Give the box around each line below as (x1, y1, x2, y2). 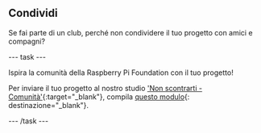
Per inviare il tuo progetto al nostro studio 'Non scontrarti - (8, 83, 203, 93)
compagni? (8, 36, 46, 46)
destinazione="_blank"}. (8, 100, 89, 110)
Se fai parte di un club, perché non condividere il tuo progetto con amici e (8, 27, 253, 37)
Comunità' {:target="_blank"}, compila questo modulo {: (8, 92, 190, 102)
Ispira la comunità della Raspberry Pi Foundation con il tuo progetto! (8, 68, 234, 77)
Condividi (8, 6, 58, 20)
